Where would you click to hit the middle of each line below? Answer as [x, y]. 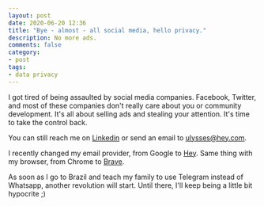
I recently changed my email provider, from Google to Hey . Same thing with [130, 153]
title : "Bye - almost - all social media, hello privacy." [107, 30]
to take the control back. [48, 122]
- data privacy [33, 74]
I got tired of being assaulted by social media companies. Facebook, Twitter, [132, 97]
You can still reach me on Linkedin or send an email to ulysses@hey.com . [128, 137]
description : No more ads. [53, 38]
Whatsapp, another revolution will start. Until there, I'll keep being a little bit [130, 185]
